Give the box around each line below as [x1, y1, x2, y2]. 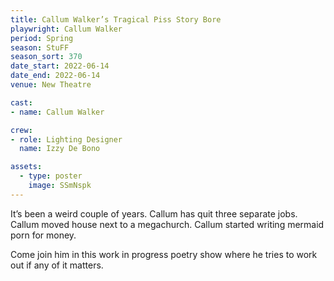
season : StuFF [10, 42, 70, 53]
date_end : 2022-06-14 [10, 71, 101, 81]
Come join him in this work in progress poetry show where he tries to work [10, 248, 318, 260]
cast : [10, 97, 33, 108]
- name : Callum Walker [10, 107, 105, 117]
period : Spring [10, 33, 74, 43]
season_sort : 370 [10, 52, 83, 62]
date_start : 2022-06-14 [10, 61, 110, 71]
